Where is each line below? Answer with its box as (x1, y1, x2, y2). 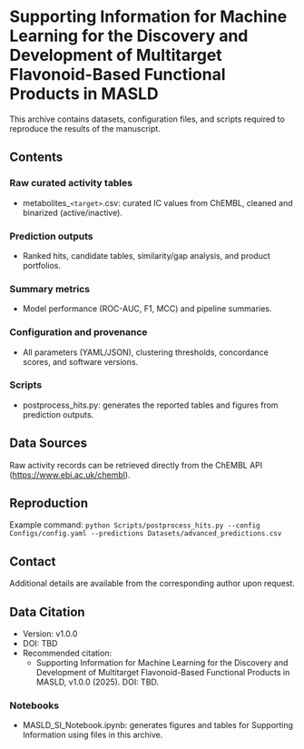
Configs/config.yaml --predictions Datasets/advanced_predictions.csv (9, 529, 282, 538)
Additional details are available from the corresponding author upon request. (9, 578, 295, 589)
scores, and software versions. (22, 356, 139, 367)
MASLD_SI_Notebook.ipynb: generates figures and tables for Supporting (22, 720, 293, 731)
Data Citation (9, 604, 85, 619)
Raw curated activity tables (9, 177, 133, 190)
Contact (9, 554, 56, 569)
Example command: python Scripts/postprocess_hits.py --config (9, 519, 260, 530)
